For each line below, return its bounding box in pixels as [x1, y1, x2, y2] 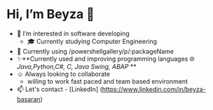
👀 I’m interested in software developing [16, 29, 130, 38]
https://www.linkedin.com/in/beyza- [102, 85, 206, 93]
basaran [16, 95, 41, 103]
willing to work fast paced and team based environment [27, 77, 188, 86]
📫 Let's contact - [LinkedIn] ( [16, 85, 103, 93]
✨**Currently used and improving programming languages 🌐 [16, 54, 195, 63]
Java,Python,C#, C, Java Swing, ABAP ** [16, 62, 137, 70]
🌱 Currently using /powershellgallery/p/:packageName [16, 47, 174, 55]
